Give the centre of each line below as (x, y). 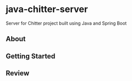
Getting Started (31, 56)
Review (18, 73)
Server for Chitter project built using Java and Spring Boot (66, 23)
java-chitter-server (47, 9)
